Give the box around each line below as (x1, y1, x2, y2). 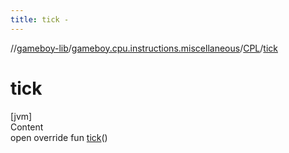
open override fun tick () (10, 131, 108, 143)
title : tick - (10, 14, 70, 25)
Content (10, 121, 44, 133)
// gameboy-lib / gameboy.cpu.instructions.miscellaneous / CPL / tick (10, 42, 278, 54)
